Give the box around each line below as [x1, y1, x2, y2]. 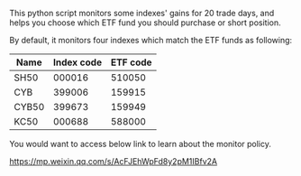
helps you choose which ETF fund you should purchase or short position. [9, 17, 281, 28]
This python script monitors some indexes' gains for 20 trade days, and [9, 8, 275, 18]
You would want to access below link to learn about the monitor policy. [9, 139, 272, 149]
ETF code [110, 56, 152, 69]
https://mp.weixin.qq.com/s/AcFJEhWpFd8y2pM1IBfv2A [9, 156, 218, 166]
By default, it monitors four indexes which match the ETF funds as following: [9, 35, 293, 45]
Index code [52, 56, 102, 69]
